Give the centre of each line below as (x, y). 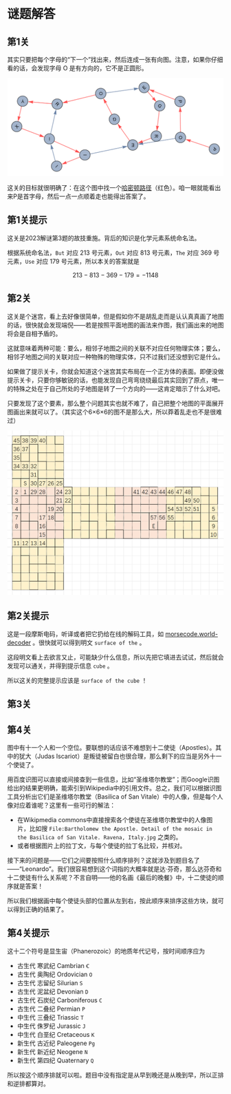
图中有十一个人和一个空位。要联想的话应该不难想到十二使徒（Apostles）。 (111, 747)
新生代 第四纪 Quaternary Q (55, 1060)
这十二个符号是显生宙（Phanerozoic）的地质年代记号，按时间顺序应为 (106, 951)
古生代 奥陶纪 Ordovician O (55, 974)
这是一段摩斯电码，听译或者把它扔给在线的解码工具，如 (85, 633)
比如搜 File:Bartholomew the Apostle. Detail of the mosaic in (121, 828)
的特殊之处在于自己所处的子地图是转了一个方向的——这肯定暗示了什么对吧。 (115, 388)
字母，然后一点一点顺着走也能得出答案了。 (89, 196)
